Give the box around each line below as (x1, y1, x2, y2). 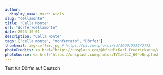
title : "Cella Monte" (5, 20, 49, 26)
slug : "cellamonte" (5, 16, 45, 21)
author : (5, 7, 21, 12)
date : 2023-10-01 (5, 30, 40, 34)
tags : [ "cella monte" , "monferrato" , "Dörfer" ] (5, 39, 103, 44)
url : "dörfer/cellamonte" (5, 25, 57, 30)
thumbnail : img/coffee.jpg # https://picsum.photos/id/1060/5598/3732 (5, 43, 151, 48)
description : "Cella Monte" (5, 34, 62, 39)
